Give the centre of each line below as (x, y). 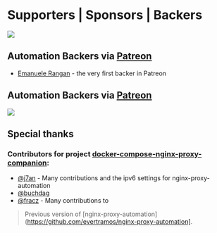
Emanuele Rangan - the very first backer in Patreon (92, 73)
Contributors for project (49, 153)
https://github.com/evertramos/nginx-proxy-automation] (109, 222)
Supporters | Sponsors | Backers (105, 15)
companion (27, 163)
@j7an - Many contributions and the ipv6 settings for (94, 178)
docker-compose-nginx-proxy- (147, 153)
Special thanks (41, 134)
